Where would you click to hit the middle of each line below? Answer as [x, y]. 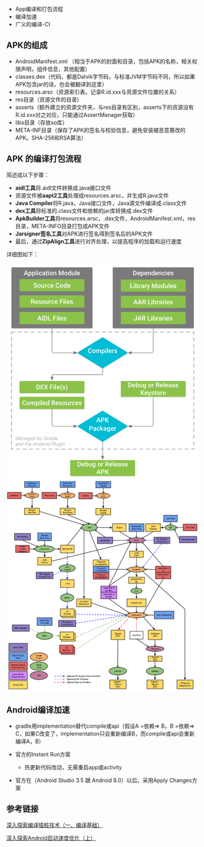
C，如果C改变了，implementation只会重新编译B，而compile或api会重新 [105, 733]
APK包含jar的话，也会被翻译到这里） [61, 84]
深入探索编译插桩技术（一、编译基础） [54, 825]
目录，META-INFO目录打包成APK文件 [62, 226]
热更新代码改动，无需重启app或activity [73, 767]
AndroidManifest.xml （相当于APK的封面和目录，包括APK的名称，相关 [104, 61]
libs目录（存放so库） [42, 122]
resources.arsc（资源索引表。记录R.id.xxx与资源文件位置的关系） [97, 92]
